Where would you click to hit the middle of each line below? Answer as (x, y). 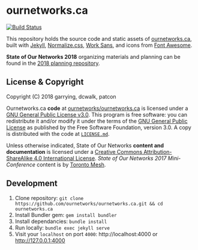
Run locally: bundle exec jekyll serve (62, 227)
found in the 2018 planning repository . (53, 63)
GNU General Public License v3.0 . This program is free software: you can (97, 114)
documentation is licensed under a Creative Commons (74, 151)
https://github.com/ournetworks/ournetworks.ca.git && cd (89, 204)
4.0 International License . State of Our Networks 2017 (100, 158)
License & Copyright (45, 82)
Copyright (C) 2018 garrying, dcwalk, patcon (61, 96)
